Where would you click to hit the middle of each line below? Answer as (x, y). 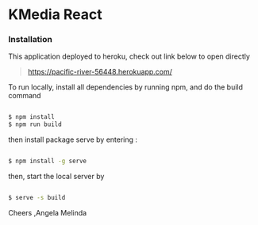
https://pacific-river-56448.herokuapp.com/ (100, 72)
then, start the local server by (56, 177)
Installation (31, 40)
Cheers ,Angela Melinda (48, 212)
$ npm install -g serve (48, 161)
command (25, 96)
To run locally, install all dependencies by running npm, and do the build (126, 87)
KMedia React (56, 15)
